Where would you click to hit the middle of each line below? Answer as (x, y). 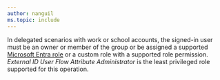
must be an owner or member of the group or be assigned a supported (108, 47)
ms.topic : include (33, 20)
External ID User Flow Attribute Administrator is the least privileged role (109, 61)
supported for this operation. (48, 69)
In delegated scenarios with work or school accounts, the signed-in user (110, 39)
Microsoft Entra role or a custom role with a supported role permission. (108, 54)
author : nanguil (30, 13)
